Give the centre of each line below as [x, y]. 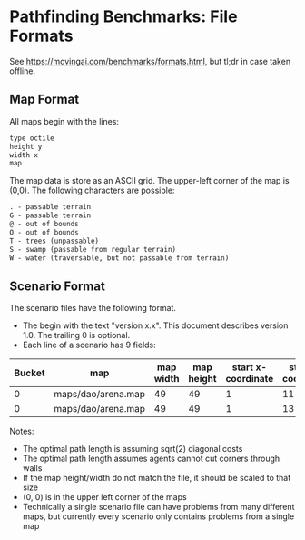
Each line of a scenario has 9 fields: [89, 345]
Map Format [44, 100]
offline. [23, 71]
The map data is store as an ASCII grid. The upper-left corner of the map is [149, 181]
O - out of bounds [44, 232]
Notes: [22, 431]
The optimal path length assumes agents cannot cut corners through [151, 459]
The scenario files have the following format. [93, 308]
